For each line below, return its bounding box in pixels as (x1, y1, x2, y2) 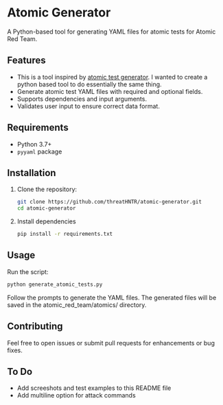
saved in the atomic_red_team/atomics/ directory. (7, 300, 147, 309)
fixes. (7, 346, 23, 354)
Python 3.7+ (16, 140, 52, 148)
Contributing (7, 321, 63, 332)
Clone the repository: (16, 185, 78, 193)
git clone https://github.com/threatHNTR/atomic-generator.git (16, 199, 202, 206)
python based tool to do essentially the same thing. (16, 80, 163, 88)
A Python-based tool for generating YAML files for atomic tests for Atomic (7, 27, 216, 36)
